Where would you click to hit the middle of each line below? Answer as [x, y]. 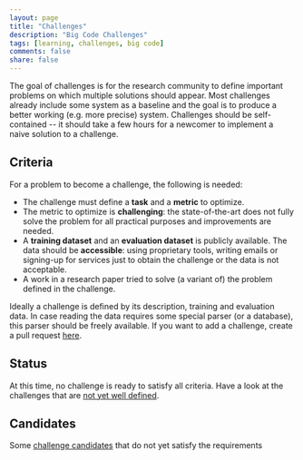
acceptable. [45, 269]
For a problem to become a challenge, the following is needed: [126, 184]
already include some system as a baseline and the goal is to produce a [143, 105]
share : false [34, 60]
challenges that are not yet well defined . [84, 395]
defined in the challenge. [69, 289]
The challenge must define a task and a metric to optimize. [133, 201]
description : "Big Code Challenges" [78, 34]
